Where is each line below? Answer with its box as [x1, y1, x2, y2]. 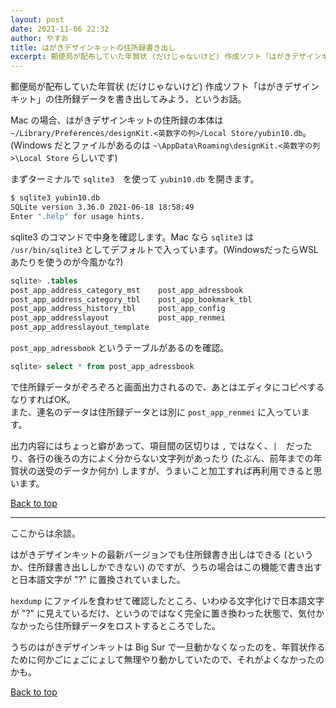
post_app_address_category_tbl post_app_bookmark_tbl [10, 294, 253, 305]
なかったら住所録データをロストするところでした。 [10, 619, 221, 631]
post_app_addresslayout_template [10, 322, 150, 333]
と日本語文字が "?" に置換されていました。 [10, 573, 186, 585]
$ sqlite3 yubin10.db [10, 193, 101, 203]
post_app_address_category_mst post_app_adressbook [10, 285, 244, 295]
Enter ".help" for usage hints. [10, 211, 145, 221]
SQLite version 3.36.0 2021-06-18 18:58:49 [10, 202, 195, 212]
